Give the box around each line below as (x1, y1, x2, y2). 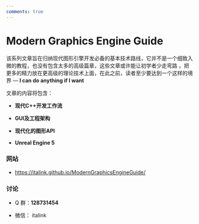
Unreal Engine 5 (14, 139, 55, 146)
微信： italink (14, 212, 47, 219)
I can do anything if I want (19, 76, 84, 84)
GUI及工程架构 (14, 114, 50, 121)
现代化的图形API (14, 127, 55, 134)
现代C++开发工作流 (14, 102, 63, 109)
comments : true (6, 8, 44, 15)
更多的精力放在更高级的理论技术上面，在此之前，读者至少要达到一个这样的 (6, 69, 188, 76)
